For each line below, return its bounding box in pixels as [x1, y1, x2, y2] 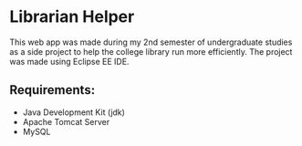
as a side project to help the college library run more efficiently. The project [9, 46, 293, 57]
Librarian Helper [9, 6, 135, 27]
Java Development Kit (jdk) [22, 107, 126, 118]
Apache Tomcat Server [22, 116, 110, 127]
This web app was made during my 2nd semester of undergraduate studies [9, 36, 293, 47]
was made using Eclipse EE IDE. [9, 56, 130, 67]
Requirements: [9, 82, 96, 98]
